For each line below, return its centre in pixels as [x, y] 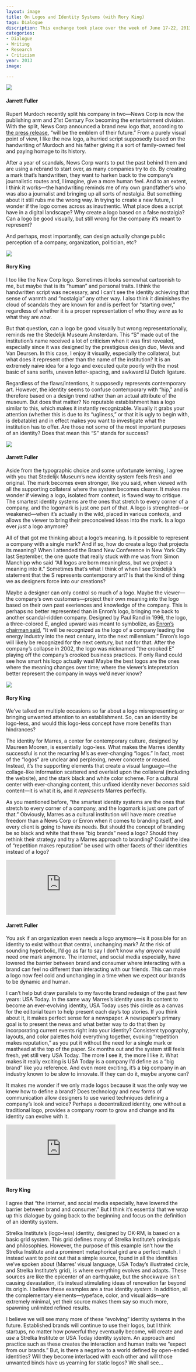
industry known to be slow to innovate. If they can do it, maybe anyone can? [98, 1074]
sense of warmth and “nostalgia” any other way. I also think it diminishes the [98, 298]
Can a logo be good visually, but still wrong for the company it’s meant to [94, 218]
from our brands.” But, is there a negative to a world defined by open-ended [97, 1350]
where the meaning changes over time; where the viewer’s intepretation [92, 667]
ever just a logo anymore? [37, 526]
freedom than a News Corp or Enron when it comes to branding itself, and [95, 821]
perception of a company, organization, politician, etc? [71, 242]
